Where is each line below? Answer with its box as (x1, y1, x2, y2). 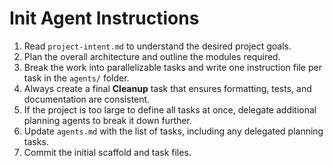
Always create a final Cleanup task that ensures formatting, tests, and (23, 82, 312, 94)
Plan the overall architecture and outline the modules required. (23, 50, 281, 62)
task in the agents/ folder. (23, 72, 130, 84)
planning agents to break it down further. (23, 114, 192, 126)
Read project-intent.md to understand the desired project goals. (23, 40, 292, 52)
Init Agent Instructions (9, 7, 200, 30)
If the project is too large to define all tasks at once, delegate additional (23, 103, 317, 116)
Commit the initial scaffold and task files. (23, 146, 192, 158)
